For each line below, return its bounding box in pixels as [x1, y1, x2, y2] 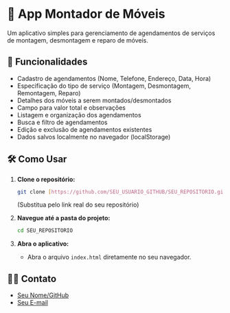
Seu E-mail [16, 299, 48, 307]
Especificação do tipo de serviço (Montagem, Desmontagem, [16, 82, 191, 90]
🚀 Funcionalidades [7, 56, 88, 68]
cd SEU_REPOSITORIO [16, 227, 73, 234]
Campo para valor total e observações [16, 103, 126, 112]
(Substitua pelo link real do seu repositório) [16, 200, 139, 209]
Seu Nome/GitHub [16, 291, 69, 299]
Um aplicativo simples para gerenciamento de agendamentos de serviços [7, 29, 216, 37]
